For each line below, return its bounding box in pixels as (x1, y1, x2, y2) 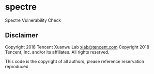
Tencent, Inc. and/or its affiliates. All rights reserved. (5, 49, 109, 55)
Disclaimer (5, 31, 38, 39)
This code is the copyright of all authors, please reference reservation (5, 58, 144, 64)
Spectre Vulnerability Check (5, 17, 62, 23)
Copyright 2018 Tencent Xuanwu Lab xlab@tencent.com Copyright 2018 (5, 44, 150, 49)
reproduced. (5, 63, 30, 69)
